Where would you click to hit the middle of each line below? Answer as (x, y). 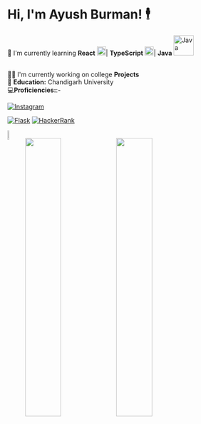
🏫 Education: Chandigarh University (61, 82)
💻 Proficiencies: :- (34, 90)
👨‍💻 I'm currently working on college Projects (73, 74)
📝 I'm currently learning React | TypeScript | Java (90, 53)
